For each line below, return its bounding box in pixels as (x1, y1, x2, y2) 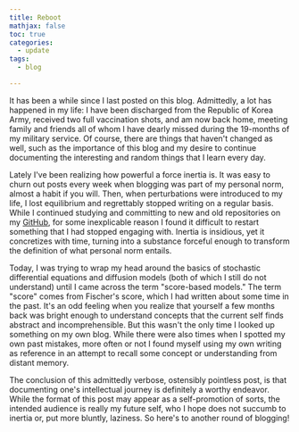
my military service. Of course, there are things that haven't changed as (9, 133, 274, 144)
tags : (9, 54, 29, 63)
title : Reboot (9, 12, 62, 22)
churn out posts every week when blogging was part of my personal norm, (9, 179, 284, 189)
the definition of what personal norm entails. (9, 245, 172, 255)
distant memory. (9, 357, 70, 368)
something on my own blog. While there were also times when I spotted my (9, 328, 286, 339)
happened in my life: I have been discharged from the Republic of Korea (9, 104, 274, 115)
